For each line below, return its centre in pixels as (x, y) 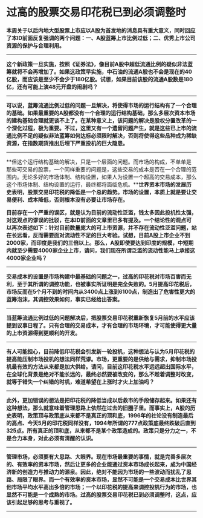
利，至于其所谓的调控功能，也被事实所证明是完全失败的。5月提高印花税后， (101, 284)
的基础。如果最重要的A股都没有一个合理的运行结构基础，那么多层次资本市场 (101, 113)
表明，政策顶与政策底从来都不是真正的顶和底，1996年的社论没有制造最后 (102, 415)
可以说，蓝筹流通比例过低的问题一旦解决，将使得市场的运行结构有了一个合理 (101, 105)
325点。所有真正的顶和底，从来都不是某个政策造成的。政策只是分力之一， (99, 430)
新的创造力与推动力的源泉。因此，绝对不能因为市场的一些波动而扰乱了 (98, 472)
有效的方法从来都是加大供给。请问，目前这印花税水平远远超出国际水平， (107, 367)
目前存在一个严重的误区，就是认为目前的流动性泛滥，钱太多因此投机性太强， (101, 212)
